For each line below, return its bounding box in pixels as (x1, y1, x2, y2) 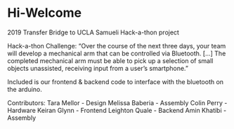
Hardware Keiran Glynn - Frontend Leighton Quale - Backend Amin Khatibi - (7, 106, 227, 114)
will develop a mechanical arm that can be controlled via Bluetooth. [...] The (7, 49, 226, 57)
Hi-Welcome (7, 5, 82, 21)
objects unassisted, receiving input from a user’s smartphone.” (7, 64, 188, 72)
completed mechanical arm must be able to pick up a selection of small (7, 56, 214, 64)
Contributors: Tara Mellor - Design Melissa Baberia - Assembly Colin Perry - (7, 98, 228, 107)
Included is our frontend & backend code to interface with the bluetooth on (7, 77, 223, 86)
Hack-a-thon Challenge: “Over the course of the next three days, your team (7, 41, 226, 50)
